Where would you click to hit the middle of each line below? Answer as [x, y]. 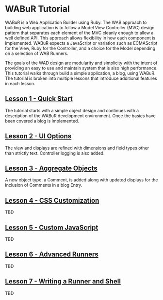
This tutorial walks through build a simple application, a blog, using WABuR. [80, 73]
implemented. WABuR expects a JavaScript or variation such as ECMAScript [81, 43]
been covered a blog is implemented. [42, 121]
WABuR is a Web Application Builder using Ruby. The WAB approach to [76, 22]
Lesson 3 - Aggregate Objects [51, 168]
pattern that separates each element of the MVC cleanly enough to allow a [79, 33]
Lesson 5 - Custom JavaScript [52, 227]
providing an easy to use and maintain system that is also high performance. [81, 68]
